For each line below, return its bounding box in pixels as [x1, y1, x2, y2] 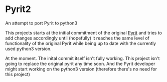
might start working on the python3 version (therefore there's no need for [5, 66, 157, 72]
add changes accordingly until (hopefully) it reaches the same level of [5, 35, 149, 41]
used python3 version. [5, 45, 52, 51]
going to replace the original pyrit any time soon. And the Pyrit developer [5, 60, 155, 66]
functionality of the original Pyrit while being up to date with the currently [5, 40, 156, 46]
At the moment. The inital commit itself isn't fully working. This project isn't [5, 55, 160, 61]
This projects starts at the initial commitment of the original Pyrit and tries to [5, 29, 162, 35]
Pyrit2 [5, 3, 32, 15]
